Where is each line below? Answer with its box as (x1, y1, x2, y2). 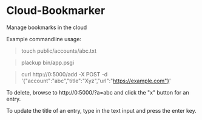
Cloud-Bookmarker (6, 4, 106, 18)
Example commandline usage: (6, 35, 82, 42)
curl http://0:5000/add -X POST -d (21, 70, 108, 78)
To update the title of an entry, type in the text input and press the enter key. (6, 107, 197, 114)
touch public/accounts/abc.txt (21, 47, 97, 55)
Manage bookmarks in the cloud (6, 24, 87, 31)
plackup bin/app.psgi (21, 59, 75, 66)
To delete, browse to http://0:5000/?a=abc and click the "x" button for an (6, 88, 189, 96)
